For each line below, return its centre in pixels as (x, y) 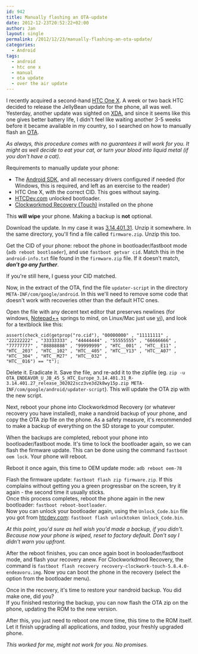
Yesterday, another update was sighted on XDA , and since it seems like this (98, 113)
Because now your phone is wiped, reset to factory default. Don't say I (93, 535)
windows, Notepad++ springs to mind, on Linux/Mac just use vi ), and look (97, 318)
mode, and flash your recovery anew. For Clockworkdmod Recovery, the (95, 559)
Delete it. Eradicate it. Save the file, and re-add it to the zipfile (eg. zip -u (96, 372)
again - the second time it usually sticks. (56, 492)
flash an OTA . (23, 132)
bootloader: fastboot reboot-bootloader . (56, 505)
